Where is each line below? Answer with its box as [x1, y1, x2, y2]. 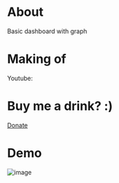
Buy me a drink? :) [7, 98, 113, 114]
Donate [7, 121, 28, 129]
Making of [7, 51, 67, 67]
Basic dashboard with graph [7, 27, 88, 35]
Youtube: [7, 74, 33, 82]
